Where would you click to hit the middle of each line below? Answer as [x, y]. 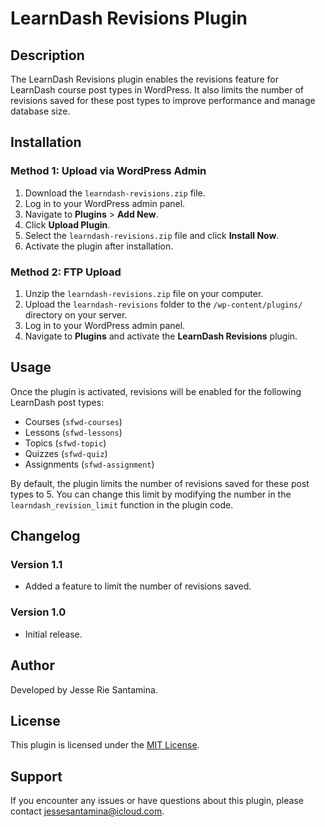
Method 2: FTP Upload [66, 272]
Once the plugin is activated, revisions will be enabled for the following [156, 391]
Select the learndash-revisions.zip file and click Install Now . [152, 235]
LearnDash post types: [57, 402]
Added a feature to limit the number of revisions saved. [138, 586]
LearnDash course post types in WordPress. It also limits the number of [157, 90]
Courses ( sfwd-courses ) [73, 421]
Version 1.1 [36, 565]
